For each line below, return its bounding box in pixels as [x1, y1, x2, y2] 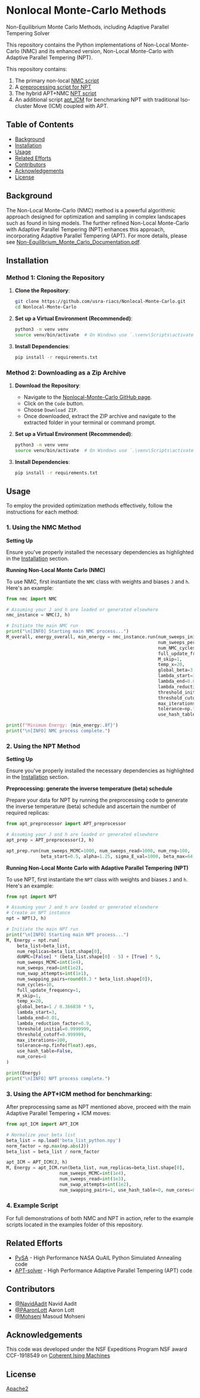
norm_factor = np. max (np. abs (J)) [6, 1143, 89, 1149]
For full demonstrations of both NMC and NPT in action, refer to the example [6, 1214, 193, 1221]
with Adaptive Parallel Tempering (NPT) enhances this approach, [6, 225, 165, 233]
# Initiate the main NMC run [6, 623, 79, 629]
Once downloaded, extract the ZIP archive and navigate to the [23, 412, 176, 419]
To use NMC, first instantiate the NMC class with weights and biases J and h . [6, 578, 190, 585]
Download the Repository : [14, 382, 81, 389]
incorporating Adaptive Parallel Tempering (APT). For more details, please [6, 232, 187, 239]
